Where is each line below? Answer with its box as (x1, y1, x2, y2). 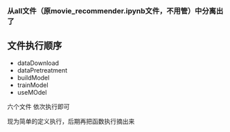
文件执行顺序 (7, 40, 62, 52)
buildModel (17, 73, 50, 82)
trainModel (17, 81, 48, 89)
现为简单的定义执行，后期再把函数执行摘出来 (7, 117, 135, 125)
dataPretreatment (17, 66, 68, 74)
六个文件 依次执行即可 (7, 102, 70, 111)
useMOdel (17, 88, 47, 96)
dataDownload (17, 59, 60, 67)
